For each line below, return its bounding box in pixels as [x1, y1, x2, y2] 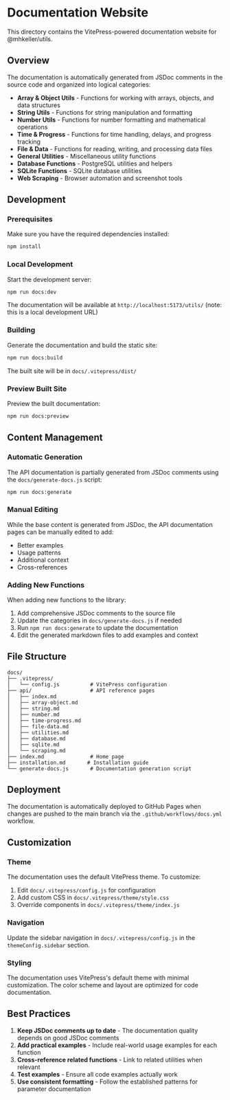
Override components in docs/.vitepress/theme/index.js [16, 901, 180, 909]
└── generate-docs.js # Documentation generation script [7, 765, 192, 772]
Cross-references [16, 563, 67, 571]
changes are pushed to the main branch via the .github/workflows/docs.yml [7, 809, 222, 818]
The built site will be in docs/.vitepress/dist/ [7, 366, 137, 375]
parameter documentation [16, 1084, 91, 1093]
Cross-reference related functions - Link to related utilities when [16, 1055, 203, 1064]
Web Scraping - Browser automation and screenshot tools [16, 174, 183, 182]
